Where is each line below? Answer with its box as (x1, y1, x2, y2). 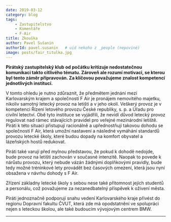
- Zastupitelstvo (15, 21, 52, 27)
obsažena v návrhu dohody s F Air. (6, 170, 79, 176)
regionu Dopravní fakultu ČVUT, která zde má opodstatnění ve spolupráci (6, 200, 159, 206)
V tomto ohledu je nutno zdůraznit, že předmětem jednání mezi (6, 90, 138, 96)
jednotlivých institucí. (6, 80, 53, 86)
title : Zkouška (6, 36, 38, 41)
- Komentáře (15, 26, 40, 31)
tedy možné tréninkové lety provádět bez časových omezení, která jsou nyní (6, 165, 165, 171)
